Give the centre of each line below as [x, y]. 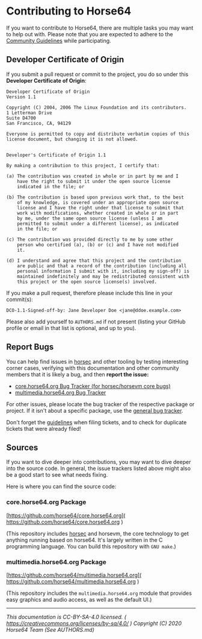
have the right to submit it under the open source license [94, 181]
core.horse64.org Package [46, 502]
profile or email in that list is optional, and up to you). [71, 328]
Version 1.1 [21, 97]
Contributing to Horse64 [69, 11]
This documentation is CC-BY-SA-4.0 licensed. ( [66, 617]
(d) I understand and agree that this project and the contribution [94, 261]
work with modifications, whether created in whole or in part [98, 213]
